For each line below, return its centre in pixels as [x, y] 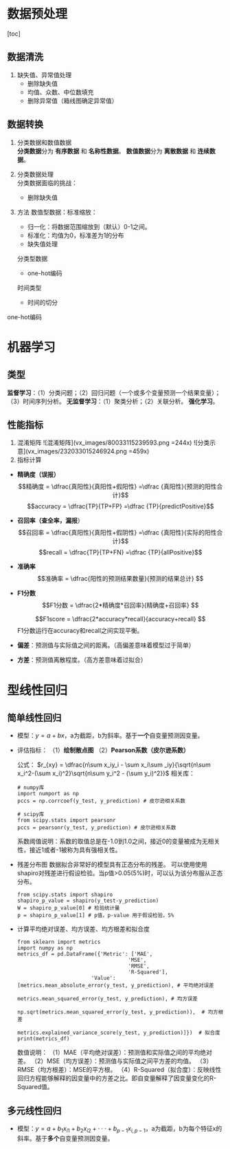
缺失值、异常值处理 [44, 75]
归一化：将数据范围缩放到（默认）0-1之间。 [89, 226]
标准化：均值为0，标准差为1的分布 [76, 235]
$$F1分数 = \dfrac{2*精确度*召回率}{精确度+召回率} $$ [120, 605]
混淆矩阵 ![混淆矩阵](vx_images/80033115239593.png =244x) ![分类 [113, 443]
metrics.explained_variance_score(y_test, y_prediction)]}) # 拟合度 [119, 1033]
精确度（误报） [38, 475]
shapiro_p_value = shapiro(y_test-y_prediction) [88, 901]
